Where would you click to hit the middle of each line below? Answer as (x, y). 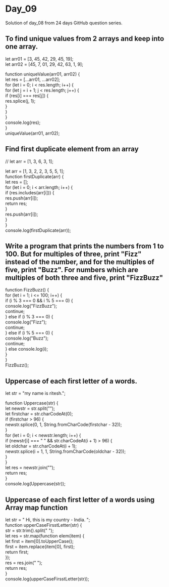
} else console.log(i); (27, 349)
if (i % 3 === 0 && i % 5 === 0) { (39, 301)
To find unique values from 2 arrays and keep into (85, 39)
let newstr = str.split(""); (30, 408)
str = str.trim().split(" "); (30, 530)
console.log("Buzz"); (27, 338)
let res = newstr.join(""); (30, 468)
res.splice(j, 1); (20, 101)
